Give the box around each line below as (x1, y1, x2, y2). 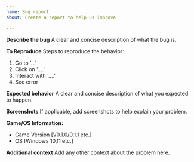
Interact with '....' (14, 72, 56, 79)
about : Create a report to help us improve (6, 14, 116, 20)
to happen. (6, 96, 33, 103)
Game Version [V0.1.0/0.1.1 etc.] (14, 131, 92, 138)
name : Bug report (6, 8, 50, 15)
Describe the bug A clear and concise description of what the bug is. (6, 36, 177, 43)
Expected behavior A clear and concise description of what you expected (6, 90, 189, 97)
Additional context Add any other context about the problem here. (6, 149, 170, 156)
